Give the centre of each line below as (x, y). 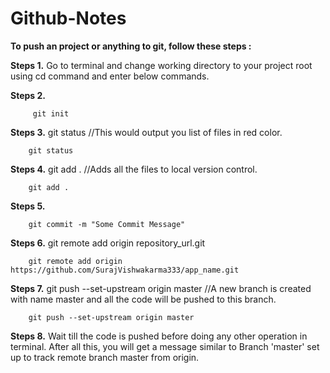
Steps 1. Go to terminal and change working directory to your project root (161, 65)
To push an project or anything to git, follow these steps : (131, 46)
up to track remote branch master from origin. (105, 357)
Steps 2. (28, 95)
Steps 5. (28, 206)
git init (51, 113)
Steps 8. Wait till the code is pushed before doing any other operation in (159, 336)
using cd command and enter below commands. (110, 76)
